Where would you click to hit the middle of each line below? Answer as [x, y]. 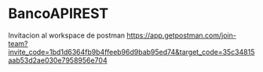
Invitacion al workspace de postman [67, 35]
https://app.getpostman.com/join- [182, 35]
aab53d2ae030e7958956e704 [58, 60]
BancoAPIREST [58, 14]
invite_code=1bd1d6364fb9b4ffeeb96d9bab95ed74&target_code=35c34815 [131, 52]
